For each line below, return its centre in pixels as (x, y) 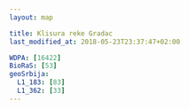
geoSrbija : (29, 74)
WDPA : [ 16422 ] (35, 58)
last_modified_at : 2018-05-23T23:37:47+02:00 (94, 42)
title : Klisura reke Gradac (61, 33)
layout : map (31, 17)
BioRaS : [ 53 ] (33, 66)
